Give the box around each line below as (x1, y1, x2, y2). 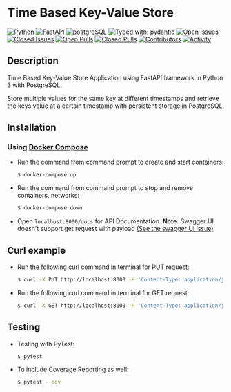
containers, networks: (17, 192, 79, 200)
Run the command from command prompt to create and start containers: (17, 158, 224, 167)
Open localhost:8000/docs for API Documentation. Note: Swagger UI (17, 217, 214, 225)
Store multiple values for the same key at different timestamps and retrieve (7, 94, 219, 102)
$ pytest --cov (17, 379, 61, 386)
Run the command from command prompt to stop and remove (17, 184, 194, 192)
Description (7, 55, 59, 67)
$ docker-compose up (17, 171, 77, 178)
